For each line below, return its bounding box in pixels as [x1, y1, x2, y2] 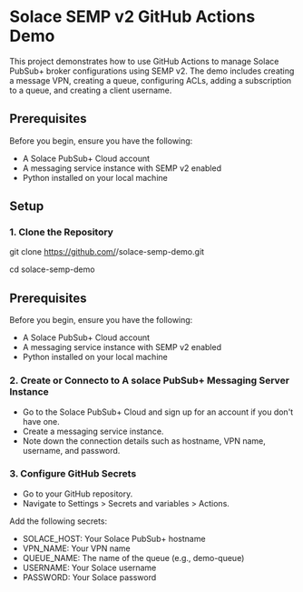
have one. [22, 416, 61, 426]
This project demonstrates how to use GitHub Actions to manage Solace [9, 55, 279, 66]
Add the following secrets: [9, 516, 108, 527]
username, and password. [22, 445, 121, 456]
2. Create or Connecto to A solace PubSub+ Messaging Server [9, 375, 290, 387]
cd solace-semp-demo [9, 264, 95, 275]
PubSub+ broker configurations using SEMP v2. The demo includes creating [9, 65, 295, 76]
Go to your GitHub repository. [22, 488, 133, 499]
